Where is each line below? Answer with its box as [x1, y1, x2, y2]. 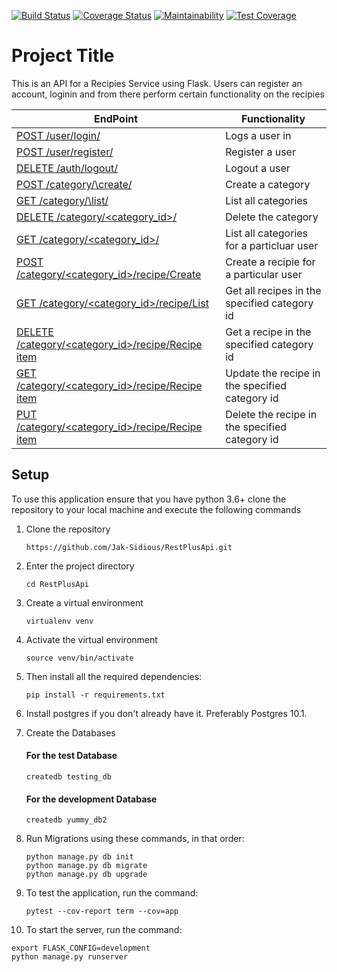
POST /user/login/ [16, 128, 101, 142]
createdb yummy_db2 [25, 815, 108, 825]
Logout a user [225, 161, 291, 175]
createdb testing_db [25, 771, 112, 782]
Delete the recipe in [225, 407, 318, 421]
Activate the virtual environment [25, 633, 158, 645]
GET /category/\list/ [16, 193, 109, 207]
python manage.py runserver [11, 952, 129, 962]
